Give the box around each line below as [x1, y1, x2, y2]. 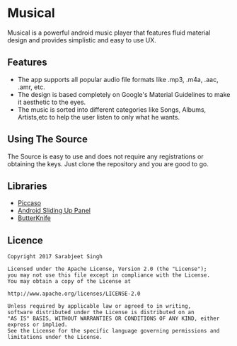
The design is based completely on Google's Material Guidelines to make [17, 90, 231, 98]
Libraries [7, 180, 47, 192]
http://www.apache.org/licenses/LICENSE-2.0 [7, 290, 141, 298]
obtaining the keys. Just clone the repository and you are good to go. [7, 159, 209, 168]
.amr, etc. [17, 83, 45, 91]
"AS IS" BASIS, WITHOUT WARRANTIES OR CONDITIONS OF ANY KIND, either [7, 315, 220, 323]
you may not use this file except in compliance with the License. [7, 272, 211, 279]
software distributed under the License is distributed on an [7, 309, 195, 316]
